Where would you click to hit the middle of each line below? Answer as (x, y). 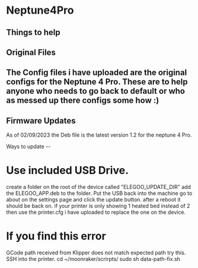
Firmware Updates (41, 120)
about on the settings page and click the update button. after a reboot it (93, 200)
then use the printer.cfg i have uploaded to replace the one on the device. (96, 212)
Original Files (31, 52)
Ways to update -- (28, 147)
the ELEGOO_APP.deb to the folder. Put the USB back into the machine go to (99, 193)
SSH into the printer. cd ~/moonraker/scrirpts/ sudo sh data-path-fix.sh (93, 259)
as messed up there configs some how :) (83, 101)
